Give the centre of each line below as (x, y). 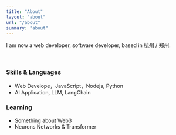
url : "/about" (23, 22)
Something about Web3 (43, 120)
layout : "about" (26, 17)
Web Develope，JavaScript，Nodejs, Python (69, 86)
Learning (19, 107)
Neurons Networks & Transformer (55, 126)
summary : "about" (27, 28)
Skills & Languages (34, 72)
